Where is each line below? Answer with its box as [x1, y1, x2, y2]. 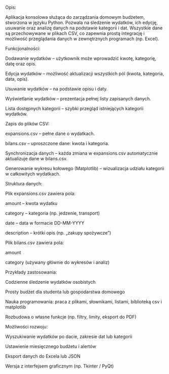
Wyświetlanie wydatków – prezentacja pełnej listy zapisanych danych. [5, 96, 151, 101]
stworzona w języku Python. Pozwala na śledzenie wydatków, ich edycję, [5, 20, 158, 25]
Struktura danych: [5, 181, 43, 187]
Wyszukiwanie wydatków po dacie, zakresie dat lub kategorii [5, 333, 133, 339]
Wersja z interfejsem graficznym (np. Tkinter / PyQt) [5, 363, 114, 369]
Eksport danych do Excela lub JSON [5, 353, 81, 359]
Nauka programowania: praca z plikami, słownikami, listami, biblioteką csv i [5, 299, 162, 304]
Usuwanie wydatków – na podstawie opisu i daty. [5, 86, 108, 92]
